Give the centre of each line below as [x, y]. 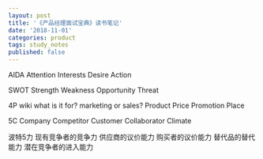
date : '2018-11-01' [40, 30]
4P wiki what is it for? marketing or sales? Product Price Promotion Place [126, 105]
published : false [37, 52]
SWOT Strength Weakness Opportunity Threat [84, 90]
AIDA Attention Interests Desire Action [70, 75]
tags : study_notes [38, 45]
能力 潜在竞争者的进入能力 [51, 147]
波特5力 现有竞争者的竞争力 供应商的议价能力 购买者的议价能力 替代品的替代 [132, 137]
